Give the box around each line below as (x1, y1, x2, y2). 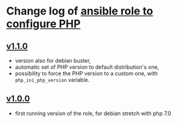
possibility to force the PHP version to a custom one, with (14, 70, 158, 77)
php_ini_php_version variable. (14, 77, 90, 83)
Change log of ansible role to (6, 4, 153, 18)
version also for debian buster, (14, 57, 91, 64)
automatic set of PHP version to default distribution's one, (14, 63, 159, 71)
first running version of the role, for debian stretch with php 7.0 (14, 110, 172, 117)
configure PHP (6, 17, 81, 31)
